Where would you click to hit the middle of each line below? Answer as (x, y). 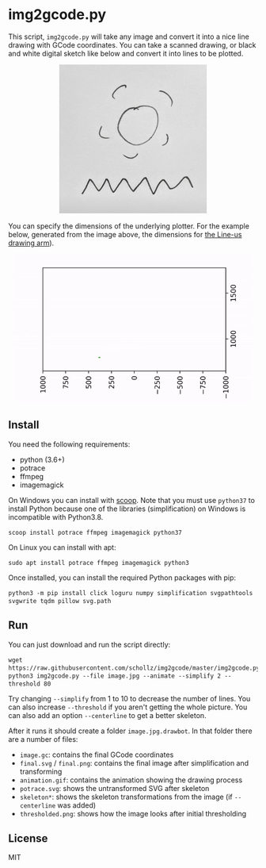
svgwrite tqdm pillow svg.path (60, 601)
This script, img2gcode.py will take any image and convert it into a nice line (129, 36)
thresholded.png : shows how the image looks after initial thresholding (133, 813)
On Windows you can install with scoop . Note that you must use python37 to (132, 500)
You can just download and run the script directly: (89, 644)
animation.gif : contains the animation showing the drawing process (131, 780)
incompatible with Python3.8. (56, 517)
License (28, 838)
